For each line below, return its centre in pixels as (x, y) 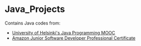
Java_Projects (35, 9)
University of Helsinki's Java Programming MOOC (63, 32)
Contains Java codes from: (33, 23)
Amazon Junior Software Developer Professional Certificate (74, 38)
